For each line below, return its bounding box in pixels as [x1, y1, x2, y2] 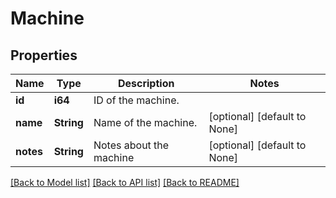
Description [117, 77, 175, 90]
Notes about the [93, 138, 170, 152]
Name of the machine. [93, 116, 198, 129]
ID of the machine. [93, 93, 180, 107]
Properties [10, 47, 78, 64]
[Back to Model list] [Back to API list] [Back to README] [10, 177, 240, 188]
